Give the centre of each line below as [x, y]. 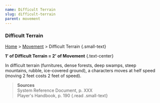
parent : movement [23, 19]
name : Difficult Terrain [30, 10]
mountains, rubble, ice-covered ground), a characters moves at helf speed [80, 70]
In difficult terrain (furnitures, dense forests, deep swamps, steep [71, 65]
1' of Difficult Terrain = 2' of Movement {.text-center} [59, 56]
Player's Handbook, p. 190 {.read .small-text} [62, 95]
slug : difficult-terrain [30, 14]
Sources [26, 85]
